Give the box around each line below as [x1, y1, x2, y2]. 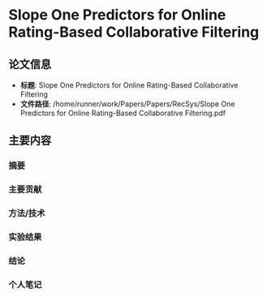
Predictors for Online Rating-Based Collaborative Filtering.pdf [19, 108, 226, 118]
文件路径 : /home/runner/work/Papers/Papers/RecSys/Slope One [19, 99, 235, 109]
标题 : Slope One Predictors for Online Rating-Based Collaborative [19, 80, 239, 90]
